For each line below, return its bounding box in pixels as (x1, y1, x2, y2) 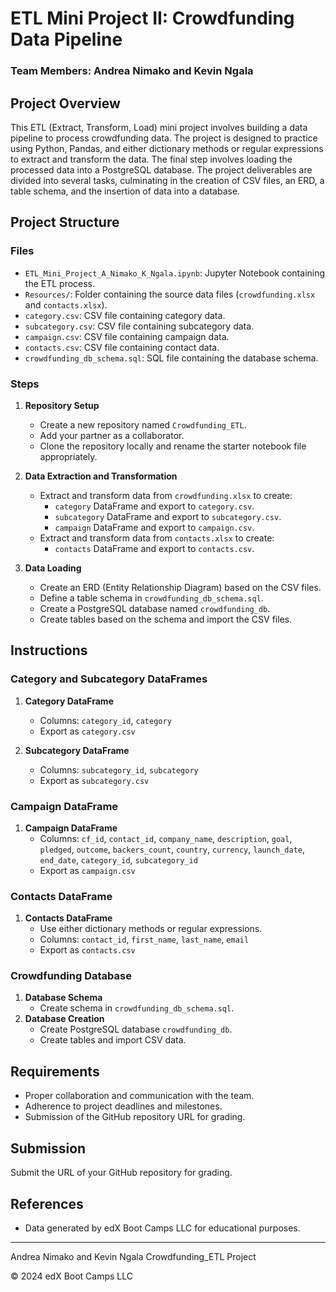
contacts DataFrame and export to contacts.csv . (54, 542, 255, 554)
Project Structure (10, 214, 120, 231)
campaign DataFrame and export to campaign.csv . (54, 521, 255, 533)
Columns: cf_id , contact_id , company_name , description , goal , (39, 832, 293, 844)
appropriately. (39, 450, 98, 462)
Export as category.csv (39, 725, 136, 737)
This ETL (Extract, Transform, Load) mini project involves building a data (10, 121, 308, 133)
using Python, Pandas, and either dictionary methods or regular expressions (10, 142, 324, 154)
